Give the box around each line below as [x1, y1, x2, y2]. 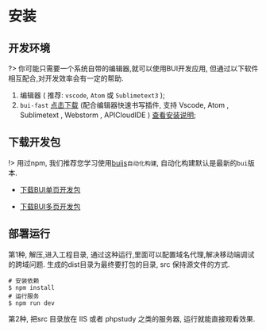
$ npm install [8, 283, 56, 291]
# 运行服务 [8, 292, 40, 300]
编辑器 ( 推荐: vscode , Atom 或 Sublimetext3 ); [19, 90, 165, 100]
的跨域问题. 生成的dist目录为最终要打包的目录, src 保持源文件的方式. [8, 259, 230, 269]
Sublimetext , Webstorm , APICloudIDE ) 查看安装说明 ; [19, 110, 196, 120]
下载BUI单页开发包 [19, 185, 81, 194]
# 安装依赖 [8, 276, 40, 285]
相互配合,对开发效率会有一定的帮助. [8, 74, 125, 83]
